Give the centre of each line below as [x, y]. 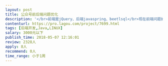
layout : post [19, 10]
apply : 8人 [16, 47]
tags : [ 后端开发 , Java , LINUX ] [34, 28]
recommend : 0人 [20, 51]
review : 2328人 [20, 42]
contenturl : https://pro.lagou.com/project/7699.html [62, 24]
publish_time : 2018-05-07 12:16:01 [42, 38]
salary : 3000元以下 [24, 33]
